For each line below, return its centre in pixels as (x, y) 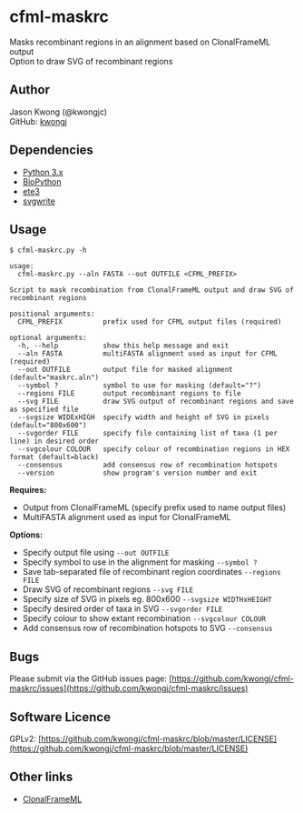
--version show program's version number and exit (137, 473)
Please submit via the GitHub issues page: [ (91, 678)
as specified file (44, 410)
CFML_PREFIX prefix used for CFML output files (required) (150, 322)
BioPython (42, 181)
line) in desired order (54, 442)
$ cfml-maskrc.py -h (49, 251)
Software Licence (60, 717)
